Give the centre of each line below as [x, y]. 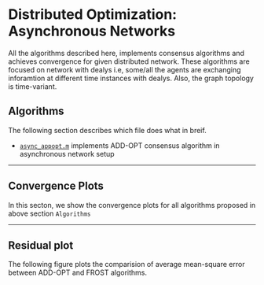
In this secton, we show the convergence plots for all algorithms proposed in [132, 205]
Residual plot [41, 245]
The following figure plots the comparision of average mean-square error [126, 265]
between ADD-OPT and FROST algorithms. [78, 272]
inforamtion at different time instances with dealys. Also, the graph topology [131, 78]
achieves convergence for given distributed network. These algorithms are [129, 61]
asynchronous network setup [67, 154]
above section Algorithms [49, 213]
